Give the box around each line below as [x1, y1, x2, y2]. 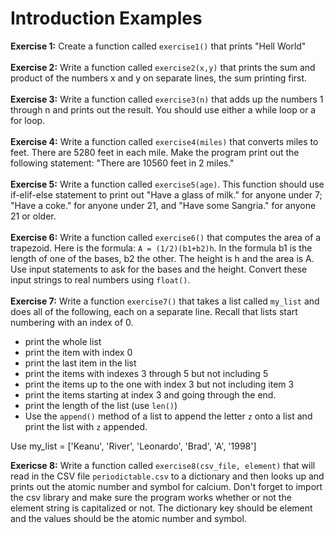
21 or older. [10, 210, 57, 222]
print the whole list [24, 335, 102, 347]
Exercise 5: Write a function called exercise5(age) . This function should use [10, 178, 325, 190]
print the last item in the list [24, 357, 137, 369]
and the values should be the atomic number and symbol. [10, 512, 247, 524]
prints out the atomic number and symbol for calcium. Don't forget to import [10, 480, 323, 492]
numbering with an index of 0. [10, 316, 134, 328]
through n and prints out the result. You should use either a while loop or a [10, 103, 317, 116]
